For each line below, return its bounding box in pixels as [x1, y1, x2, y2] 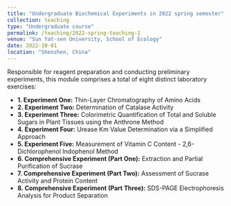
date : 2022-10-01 [7, 42, 57, 49]
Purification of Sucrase [17, 162, 83, 170]
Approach [17, 132, 46, 140]
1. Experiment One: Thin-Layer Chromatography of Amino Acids [17, 95, 201, 104]
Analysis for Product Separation [17, 191, 109, 199]
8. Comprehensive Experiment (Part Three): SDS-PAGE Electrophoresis [17, 184, 224, 192]
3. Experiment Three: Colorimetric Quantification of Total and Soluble [17, 110, 216, 118]
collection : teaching [7, 17, 70, 24]
